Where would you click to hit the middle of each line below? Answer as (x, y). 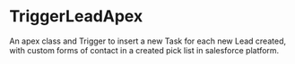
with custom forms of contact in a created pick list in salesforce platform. (144, 50)
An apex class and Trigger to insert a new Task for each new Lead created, (148, 41)
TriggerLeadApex (76, 16)
